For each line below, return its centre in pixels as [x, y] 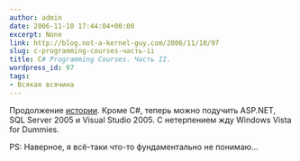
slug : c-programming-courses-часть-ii [82, 51]
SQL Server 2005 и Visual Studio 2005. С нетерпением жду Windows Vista [150, 120]
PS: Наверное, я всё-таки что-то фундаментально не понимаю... [134, 147]
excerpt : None [36, 34]
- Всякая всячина [42, 85]
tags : [19, 76]
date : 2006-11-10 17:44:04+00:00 [72, 26]
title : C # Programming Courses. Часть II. [90, 59]
